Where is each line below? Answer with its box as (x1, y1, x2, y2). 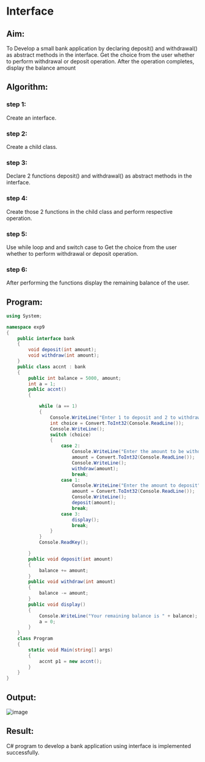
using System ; (6, 313, 43, 319)
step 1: (6, 100, 26, 109)
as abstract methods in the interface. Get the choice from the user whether (6, 51, 195, 59)
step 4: (6, 194, 28, 203)
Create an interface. (6, 114, 57, 122)
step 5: (6, 230, 27, 238)
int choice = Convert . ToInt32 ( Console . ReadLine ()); (49, 420, 184, 426)
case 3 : (60, 511, 81, 517)
